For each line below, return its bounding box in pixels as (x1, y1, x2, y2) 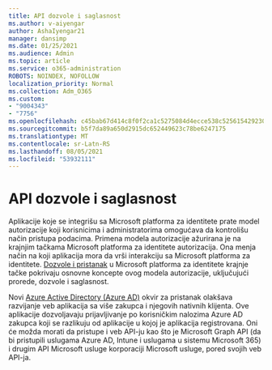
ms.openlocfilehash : (8, 117, 79, 125)
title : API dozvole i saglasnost (8, 11, 121, 20)
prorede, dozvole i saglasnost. (8, 277, 109, 287)
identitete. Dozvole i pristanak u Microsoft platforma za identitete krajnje (8, 260, 249, 270)
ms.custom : (8, 95, 45, 103)
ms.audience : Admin (8, 49, 74, 57)
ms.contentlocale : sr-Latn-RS (8, 139, 111, 148)
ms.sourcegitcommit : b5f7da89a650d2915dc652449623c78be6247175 (8, 125, 227, 133)
